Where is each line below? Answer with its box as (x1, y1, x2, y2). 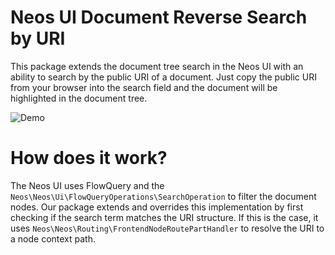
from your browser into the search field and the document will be (10, 81, 278, 93)
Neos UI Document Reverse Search (10, 6, 308, 29)
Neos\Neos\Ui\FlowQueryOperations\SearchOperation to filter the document (10, 190, 317, 202)
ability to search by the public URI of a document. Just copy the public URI (10, 71, 317, 83)
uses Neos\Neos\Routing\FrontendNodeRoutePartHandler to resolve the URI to (10, 222, 325, 234)
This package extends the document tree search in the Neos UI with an (10, 60, 304, 72)
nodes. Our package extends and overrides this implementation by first (10, 201, 304, 213)
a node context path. (10, 232, 96, 245)
